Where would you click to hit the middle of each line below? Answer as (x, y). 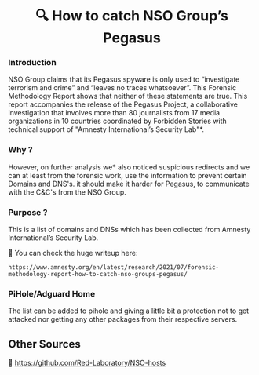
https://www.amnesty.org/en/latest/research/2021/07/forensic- (114, 268)
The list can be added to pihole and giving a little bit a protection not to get (129, 311)
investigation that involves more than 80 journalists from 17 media (114, 113)
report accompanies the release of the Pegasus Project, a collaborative (123, 104)
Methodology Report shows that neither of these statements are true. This (128, 96)
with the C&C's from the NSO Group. (67, 192)
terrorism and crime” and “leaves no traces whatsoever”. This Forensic (122, 88)
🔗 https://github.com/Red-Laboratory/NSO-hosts (87, 363)
